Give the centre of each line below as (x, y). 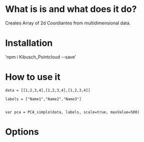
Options (22, 132)
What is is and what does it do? (71, 9)
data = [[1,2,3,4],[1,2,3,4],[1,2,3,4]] (48, 90)
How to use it (33, 77)
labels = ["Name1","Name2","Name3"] (43, 99)
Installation (29, 43)
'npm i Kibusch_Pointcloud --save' (41, 57)
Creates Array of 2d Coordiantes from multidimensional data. (68, 23)
